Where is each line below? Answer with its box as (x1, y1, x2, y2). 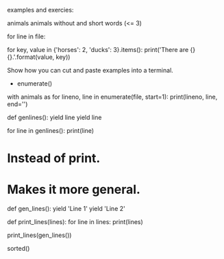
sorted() (7, 245, 30, 253)
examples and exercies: (7, 6, 74, 14)
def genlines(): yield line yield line (7, 113, 102, 121)
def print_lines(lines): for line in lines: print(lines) (7, 218, 144, 226)
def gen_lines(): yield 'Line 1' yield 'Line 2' (7, 205, 125, 213)
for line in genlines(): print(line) (7, 127, 95, 134)
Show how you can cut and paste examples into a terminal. (7, 66, 173, 74)
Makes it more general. (7, 182, 140, 197)
